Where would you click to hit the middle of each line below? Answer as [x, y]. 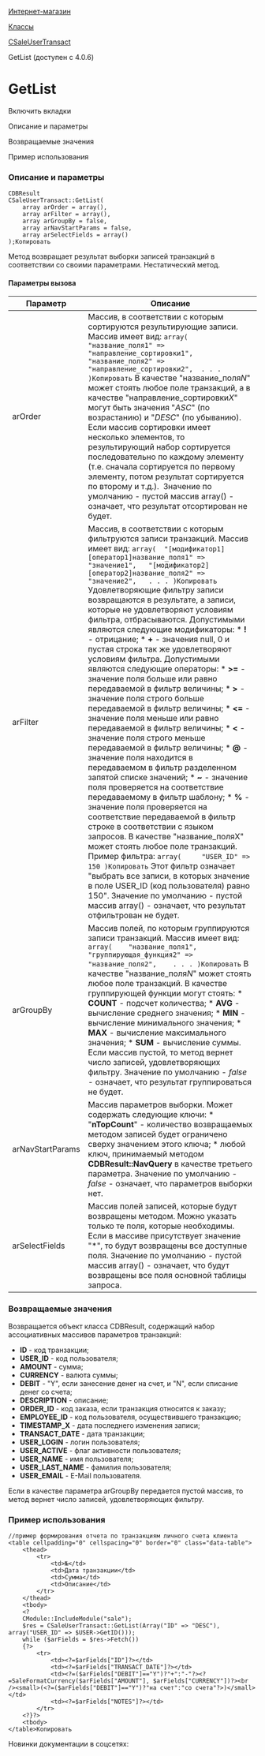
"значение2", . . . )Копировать [153, 581]
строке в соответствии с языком [151, 827]
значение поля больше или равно [153, 679]
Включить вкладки [40, 110]
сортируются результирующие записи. [163, 327]
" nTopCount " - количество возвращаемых [170, 1125]
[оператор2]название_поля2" [140, 574]
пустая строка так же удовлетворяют [160, 649]
